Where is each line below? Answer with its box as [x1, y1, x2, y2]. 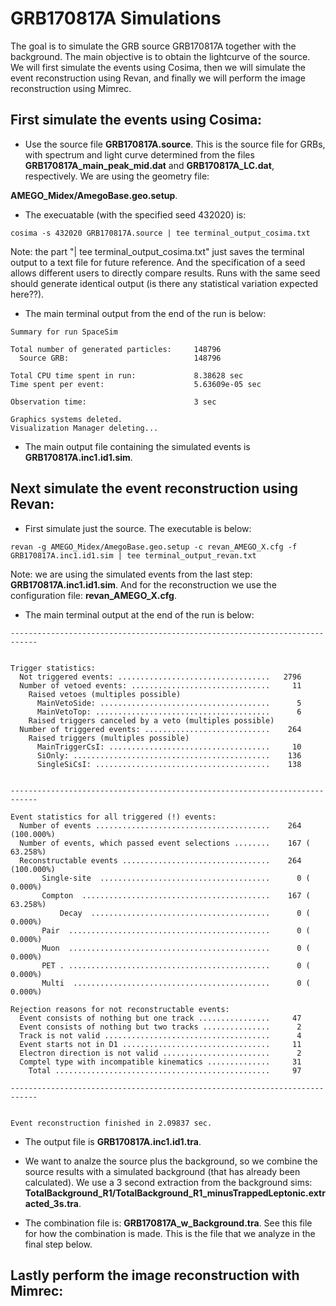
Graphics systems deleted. [10, 414, 123, 424]
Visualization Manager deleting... [10, 423, 159, 433]
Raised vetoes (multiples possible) [28, 689, 182, 699]
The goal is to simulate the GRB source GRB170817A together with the [10, 40, 297, 52]
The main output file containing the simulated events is [24, 440, 251, 452]
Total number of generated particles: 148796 [10, 344, 222, 354]
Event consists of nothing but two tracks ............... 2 [19, 1022, 302, 1032]
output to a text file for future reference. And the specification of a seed [10, 256, 306, 268]
